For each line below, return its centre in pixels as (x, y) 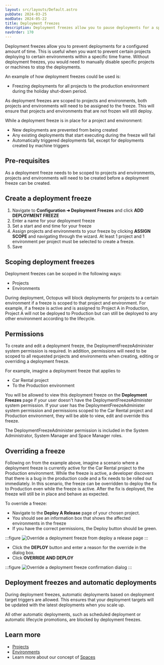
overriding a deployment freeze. (37, 361)
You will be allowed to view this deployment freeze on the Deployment (76, 395)
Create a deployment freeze (48, 199)
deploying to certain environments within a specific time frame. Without (77, 56)
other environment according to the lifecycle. (50, 319)
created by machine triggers (41, 145)
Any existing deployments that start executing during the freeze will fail (83, 135)
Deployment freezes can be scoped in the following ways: (63, 274)
